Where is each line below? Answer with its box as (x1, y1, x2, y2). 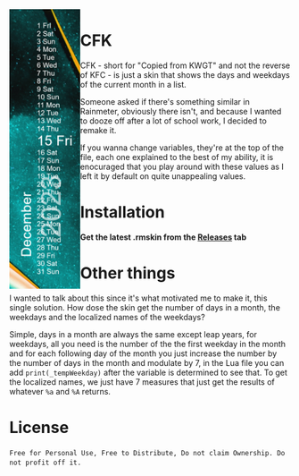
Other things (79, 263, 176, 284)
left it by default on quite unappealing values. (79, 170, 246, 182)
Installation (79, 202, 165, 223)
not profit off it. (9, 458, 82, 467)
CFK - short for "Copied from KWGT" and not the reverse (79, 60, 291, 71)
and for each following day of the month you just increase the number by (9, 348, 278, 359)
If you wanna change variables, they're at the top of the (79, 142, 284, 153)
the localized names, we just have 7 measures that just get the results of (9, 376, 275, 387)
